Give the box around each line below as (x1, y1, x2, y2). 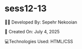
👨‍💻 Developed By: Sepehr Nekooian (4, 19, 77, 25)
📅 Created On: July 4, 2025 (4, 28, 60, 34)
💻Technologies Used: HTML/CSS (4, 38, 73, 44)
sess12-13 (4, 3, 47, 14)
